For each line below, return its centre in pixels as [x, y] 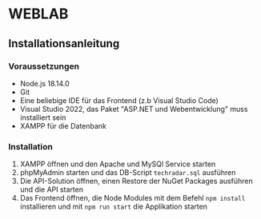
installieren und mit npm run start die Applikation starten [114, 207]
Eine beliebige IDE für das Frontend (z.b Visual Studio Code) [119, 100]
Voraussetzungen [44, 66]
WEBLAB [38, 14]
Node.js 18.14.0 [44, 83]
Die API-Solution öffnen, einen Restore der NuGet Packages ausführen [137, 181]
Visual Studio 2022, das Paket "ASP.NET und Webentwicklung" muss [134, 109]
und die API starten [52, 189]
